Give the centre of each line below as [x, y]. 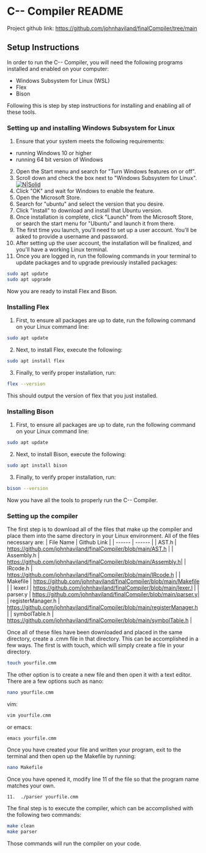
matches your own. [31, 786]
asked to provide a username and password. [72, 236]
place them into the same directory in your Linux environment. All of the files [103, 535]
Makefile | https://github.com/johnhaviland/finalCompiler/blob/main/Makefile [103, 581]
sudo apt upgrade [29, 279]
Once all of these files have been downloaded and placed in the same [95, 632]
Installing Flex [28, 307]
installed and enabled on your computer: [58, 69]
